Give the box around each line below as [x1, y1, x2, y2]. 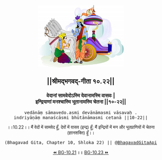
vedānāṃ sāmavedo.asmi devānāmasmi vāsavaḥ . [24, 110, 138, 115]
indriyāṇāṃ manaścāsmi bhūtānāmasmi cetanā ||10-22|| [13, 115, 148, 120]
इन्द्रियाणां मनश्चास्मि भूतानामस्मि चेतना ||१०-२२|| [35, 98, 127, 105]
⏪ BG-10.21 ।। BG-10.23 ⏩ [52, 149, 109, 155]
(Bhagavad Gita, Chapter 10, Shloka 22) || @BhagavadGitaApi [4, 140, 158, 145]
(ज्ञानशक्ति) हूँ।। [67, 130, 95, 136]
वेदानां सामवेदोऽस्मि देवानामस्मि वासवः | [46, 92, 115, 99]
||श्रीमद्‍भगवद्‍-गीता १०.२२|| [46, 77, 115, 86]
